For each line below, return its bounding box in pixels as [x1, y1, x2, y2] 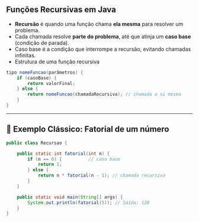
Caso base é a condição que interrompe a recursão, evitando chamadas [14, 45, 191, 53]
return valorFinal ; [27, 80, 76, 86]
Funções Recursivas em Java [6, 5, 117, 15]
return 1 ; [37, 162, 62, 168]
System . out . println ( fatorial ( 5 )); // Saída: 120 [27, 200, 150, 205]
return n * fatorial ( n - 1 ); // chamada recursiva [37, 172, 166, 179]
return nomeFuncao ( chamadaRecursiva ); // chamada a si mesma [27, 92, 182, 97]
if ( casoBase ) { [17, 75, 57, 81]
